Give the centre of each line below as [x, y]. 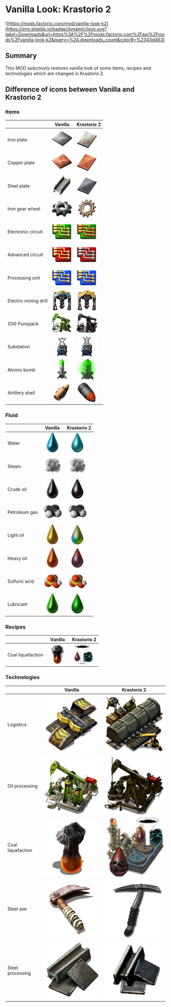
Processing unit [24, 278]
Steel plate [19, 186]
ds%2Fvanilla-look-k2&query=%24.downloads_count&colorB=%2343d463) [85, 40]
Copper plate [21, 163]
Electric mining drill [27, 301]
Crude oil [17, 489]
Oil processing [23, 786]
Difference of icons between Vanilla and [70, 89]
